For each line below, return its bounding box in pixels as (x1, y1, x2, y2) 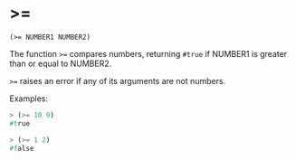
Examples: (9, 93, 48, 104)
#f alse (9, 144, 34, 153)
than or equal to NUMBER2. (9, 58, 112, 69)
